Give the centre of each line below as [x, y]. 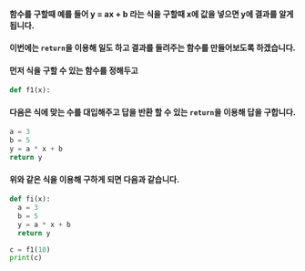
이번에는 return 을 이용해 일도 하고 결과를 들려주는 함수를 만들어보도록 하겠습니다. [152, 48]
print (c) [26, 258]
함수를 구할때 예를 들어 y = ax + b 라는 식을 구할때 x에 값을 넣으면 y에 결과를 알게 [152, 14]
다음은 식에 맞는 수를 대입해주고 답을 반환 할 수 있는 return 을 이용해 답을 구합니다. [152, 112]
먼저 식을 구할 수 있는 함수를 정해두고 [74, 70]
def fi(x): [30, 199]
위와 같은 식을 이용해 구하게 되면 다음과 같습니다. [95, 179]
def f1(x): [30, 90]
